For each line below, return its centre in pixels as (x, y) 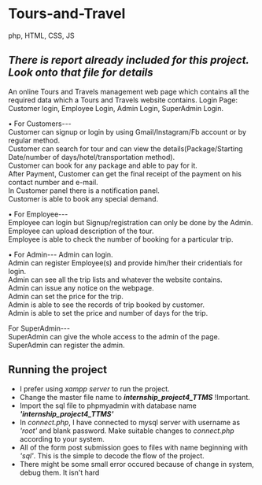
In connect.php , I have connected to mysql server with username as (130, 422)
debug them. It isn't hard (59, 472)
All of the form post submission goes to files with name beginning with (134, 447)
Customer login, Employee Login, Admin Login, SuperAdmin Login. (116, 108)
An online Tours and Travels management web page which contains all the (129, 91)
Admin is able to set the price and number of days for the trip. (108, 313)
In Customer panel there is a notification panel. (84, 191)
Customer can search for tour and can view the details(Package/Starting (125, 148)
